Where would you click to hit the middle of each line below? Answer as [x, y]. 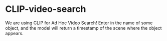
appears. [14, 33]
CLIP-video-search [46, 9]
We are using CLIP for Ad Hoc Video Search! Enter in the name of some [79, 23]
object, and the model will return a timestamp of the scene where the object [83, 28]
